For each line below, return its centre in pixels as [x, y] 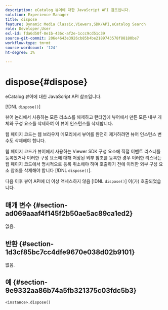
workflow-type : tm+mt [28, 43]
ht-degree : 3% [20, 52]
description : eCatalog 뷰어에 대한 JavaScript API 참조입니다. [68, 10]
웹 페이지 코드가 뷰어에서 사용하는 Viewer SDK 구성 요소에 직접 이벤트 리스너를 [83, 151]
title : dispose [21, 19]
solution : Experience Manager [37, 15]
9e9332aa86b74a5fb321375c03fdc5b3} [71, 290]
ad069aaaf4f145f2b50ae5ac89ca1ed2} [69, 213]
